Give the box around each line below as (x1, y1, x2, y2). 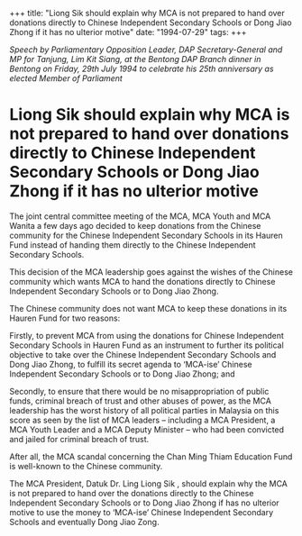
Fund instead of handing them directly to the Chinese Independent (9, 239, 256, 250)
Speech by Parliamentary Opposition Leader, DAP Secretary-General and (9, 44, 283, 55)
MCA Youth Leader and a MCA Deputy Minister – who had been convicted (9, 423, 285, 435)
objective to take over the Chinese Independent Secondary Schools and (9, 349, 277, 359)
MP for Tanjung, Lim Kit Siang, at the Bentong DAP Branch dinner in (9, 54, 261, 64)
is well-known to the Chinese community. (9, 460, 163, 471)
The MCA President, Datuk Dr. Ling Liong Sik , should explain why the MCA (9, 477, 288, 489)
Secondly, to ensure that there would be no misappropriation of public (9, 386, 270, 396)
